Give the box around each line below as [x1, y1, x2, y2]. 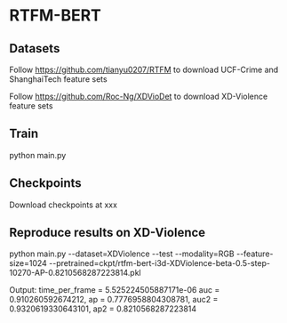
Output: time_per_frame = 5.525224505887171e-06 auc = [9, 285, 220, 295]
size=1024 [9, 258, 47, 269]
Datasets [9, 41, 60, 56]
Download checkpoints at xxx [9, 199, 118, 210]
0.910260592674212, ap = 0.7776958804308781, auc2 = [9, 295, 219, 305]
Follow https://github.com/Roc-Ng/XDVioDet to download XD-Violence [9, 91, 268, 101]
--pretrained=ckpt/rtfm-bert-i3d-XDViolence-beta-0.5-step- [48, 258, 271, 269]
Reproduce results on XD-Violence [9, 225, 206, 240]
